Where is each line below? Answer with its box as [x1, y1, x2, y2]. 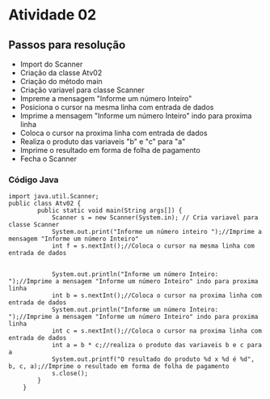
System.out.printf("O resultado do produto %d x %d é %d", [51, 355, 255, 363]
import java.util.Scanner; [8, 193, 99, 201]
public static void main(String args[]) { [37, 206, 183, 215]
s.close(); [51, 370, 89, 378]
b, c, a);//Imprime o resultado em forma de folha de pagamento [8, 363, 230, 371]
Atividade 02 [8, 6, 97, 24]
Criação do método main [19, 77, 103, 86]
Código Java [8, 174, 59, 185]
